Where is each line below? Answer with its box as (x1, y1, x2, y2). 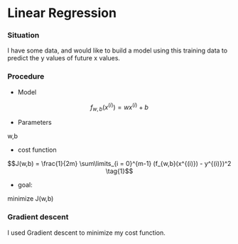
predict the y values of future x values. (7, 54, 121, 62)
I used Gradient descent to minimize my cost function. (7, 228, 166, 237)
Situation (7, 30, 40, 40)
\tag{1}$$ (105, 167, 134, 175)
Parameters (17, 118, 52, 127)
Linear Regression (7, 5, 117, 21)
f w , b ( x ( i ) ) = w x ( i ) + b (90, 101, 149, 113)
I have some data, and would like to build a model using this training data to (7, 46, 228, 55)
